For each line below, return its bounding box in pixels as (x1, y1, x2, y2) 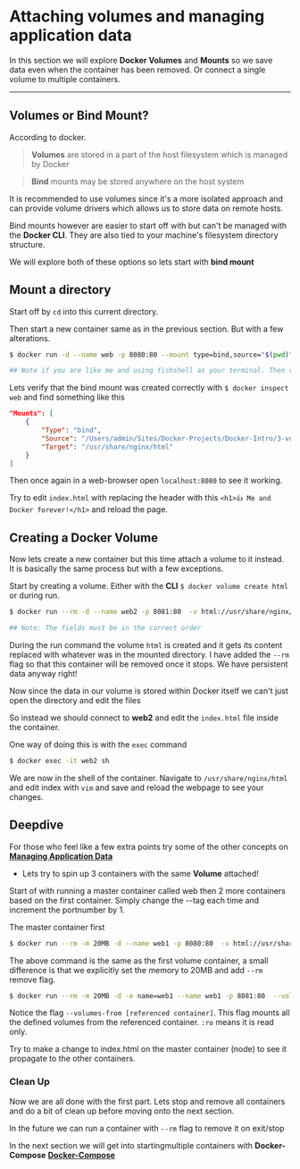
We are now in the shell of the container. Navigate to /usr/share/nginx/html (9, 772, 288, 783)
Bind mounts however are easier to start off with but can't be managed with (9, 220, 287, 231)
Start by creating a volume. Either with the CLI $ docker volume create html (9, 581, 288, 592)
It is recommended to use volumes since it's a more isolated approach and (9, 193, 284, 204)
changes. (9, 791, 44, 802)
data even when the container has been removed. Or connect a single (9, 64, 266, 75)
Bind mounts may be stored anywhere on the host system (30, 176, 245, 187)
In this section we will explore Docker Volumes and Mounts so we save (9, 55, 273, 65)
